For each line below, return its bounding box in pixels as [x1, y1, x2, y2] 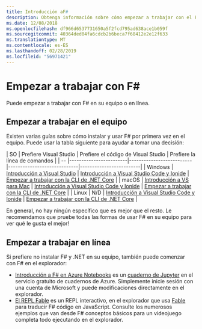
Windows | [147, 164, 173, 171]
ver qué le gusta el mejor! [6, 220, 70, 227]
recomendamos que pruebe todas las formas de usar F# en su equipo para [6, 214, 192, 221]
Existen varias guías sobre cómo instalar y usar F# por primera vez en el [6, 133, 185, 140]
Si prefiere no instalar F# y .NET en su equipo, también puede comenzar [6, 253, 185, 260]
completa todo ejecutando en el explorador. [14, 316, 123, 324]
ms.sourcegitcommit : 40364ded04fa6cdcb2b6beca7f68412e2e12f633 [6, 31, 168, 37]
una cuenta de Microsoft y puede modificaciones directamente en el [14, 284, 185, 292]
